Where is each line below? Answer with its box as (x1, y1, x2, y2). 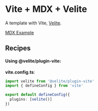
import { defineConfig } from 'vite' (5, 83, 84, 88)
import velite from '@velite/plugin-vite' (5, 79, 95, 84)
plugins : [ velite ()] (9, 97, 52, 102)
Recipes (5, 44, 31, 53)
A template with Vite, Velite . (5, 20, 62, 26)
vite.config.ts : (5, 69, 35, 75)
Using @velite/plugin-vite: (5, 58, 61, 64)
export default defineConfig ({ (5, 92, 70, 98)
